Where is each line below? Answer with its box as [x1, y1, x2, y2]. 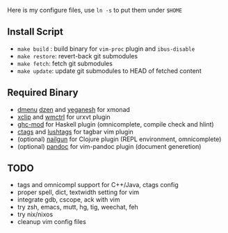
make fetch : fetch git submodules [17, 59, 113, 67]
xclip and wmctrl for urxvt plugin [17, 113, 111, 121]
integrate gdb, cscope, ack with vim [17, 195, 120, 204]
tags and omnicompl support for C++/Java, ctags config [17, 181, 179, 189]
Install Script [7, 26, 64, 38]
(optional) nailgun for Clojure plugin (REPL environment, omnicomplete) [17, 135, 222, 143]
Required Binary [7, 87, 79, 99]
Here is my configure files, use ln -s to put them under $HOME [7, 6, 183, 14]
